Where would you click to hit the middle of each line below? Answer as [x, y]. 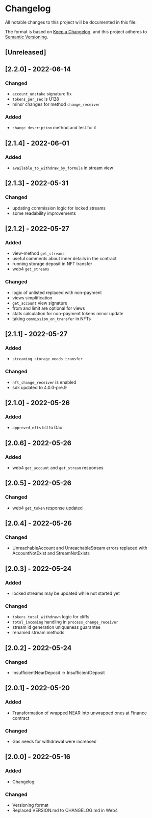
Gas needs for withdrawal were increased [54, 742]
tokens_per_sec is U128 [36, 99]
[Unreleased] [26, 52]
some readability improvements [44, 213]
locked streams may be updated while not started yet [66, 593]
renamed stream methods [38, 633]
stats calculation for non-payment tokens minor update [68, 313]
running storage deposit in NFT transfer [52, 264]
